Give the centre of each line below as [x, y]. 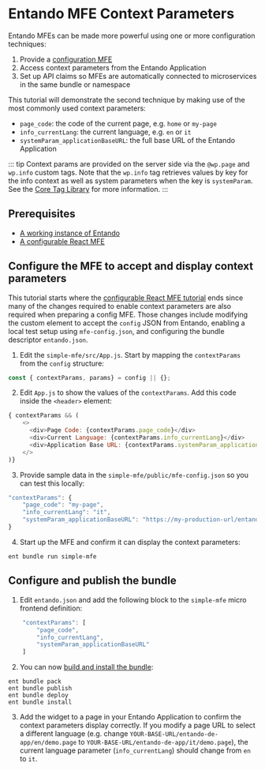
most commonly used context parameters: [77, 108]
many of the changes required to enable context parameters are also [119, 306]
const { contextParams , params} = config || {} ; [90, 377]
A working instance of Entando [70, 233]
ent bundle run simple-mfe [52, 556]
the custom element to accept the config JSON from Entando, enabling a [127, 323]
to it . [28, 759]
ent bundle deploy [38, 696]
